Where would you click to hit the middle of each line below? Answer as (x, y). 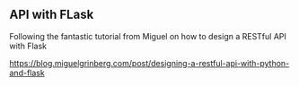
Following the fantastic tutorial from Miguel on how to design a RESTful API (148, 36)
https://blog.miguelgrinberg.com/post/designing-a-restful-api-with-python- (149, 63)
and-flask (27, 73)
